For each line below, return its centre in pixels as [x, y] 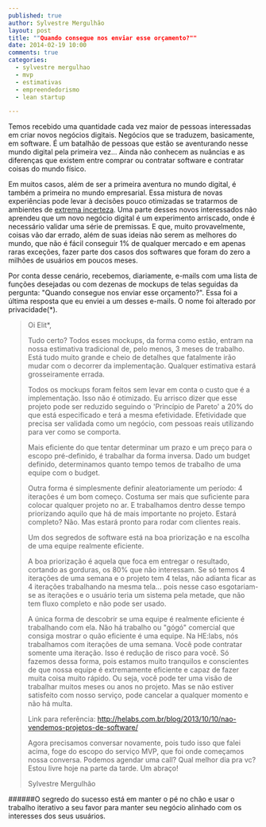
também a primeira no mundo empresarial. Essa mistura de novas [116, 193]
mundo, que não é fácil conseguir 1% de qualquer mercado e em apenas [127, 244]
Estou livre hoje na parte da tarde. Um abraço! [103, 768]
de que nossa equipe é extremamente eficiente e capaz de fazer [133, 670]
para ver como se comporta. [74, 432]
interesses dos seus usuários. [57, 816]
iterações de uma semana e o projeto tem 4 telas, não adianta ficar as [142, 579]
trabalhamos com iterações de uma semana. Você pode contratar [135, 645]
